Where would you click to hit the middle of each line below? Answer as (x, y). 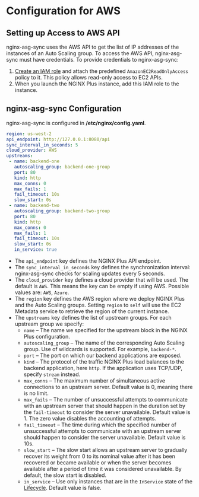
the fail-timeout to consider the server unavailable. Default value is (107, 412)
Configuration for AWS (63, 11)
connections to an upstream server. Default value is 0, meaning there (108, 387)
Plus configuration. (47, 337)
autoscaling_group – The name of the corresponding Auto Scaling (104, 343)
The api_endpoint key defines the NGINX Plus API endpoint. (88, 261)
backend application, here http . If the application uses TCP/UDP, (103, 368)
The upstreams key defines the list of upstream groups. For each (93, 318)
